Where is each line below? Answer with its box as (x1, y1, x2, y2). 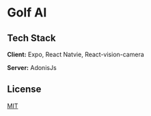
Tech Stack (7, 32, 56, 44)
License (7, 84, 42, 95)
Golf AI (7, 5, 47, 21)
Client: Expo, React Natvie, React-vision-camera (7, 50, 145, 58)
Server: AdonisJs (7, 64, 57, 71)
